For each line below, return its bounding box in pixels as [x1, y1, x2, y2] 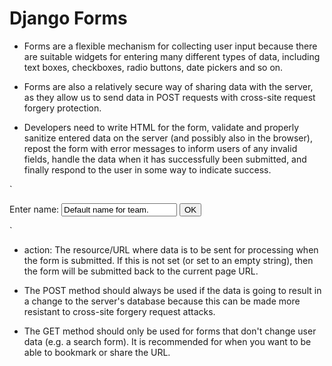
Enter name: [9, 203, 60, 215]
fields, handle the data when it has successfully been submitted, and [23, 153, 307, 165]
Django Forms [9, 7, 128, 30]
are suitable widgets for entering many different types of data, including [23, 50, 321, 62]
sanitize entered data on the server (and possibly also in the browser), [23, 132, 313, 144]
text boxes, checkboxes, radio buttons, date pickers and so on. [23, 61, 284, 73]
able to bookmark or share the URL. [23, 346, 171, 358]
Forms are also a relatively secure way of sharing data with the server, [23, 80, 314, 92]
